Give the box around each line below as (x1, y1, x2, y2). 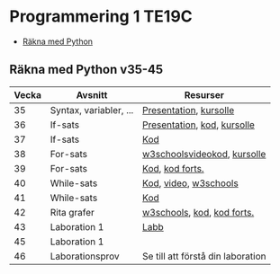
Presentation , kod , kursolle (142, 119, 255, 131)
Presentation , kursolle (142, 103, 235, 116)
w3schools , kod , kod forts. (142, 206, 255, 218)
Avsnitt (76, 88, 108, 101)
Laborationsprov (50, 250, 120, 262)
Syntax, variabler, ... (50, 103, 134, 116)
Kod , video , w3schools (142, 177, 239, 190)
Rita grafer (50, 206, 95, 218)
